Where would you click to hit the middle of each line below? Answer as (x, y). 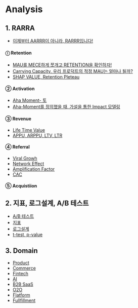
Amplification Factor (34, 169)
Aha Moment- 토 (30, 100)
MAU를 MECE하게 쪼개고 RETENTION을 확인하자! (62, 65)
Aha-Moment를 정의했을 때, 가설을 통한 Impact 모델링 (66, 107)
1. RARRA (20, 28)
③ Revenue (18, 119)
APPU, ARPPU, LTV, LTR (37, 135)
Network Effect (28, 164)
